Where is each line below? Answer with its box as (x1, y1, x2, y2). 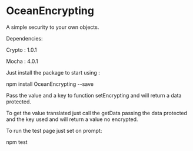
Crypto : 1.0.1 (6, 46, 37, 53)
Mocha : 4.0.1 (6, 58, 38, 65)
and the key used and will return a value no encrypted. (6, 116, 138, 123)
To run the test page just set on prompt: (6, 127, 102, 134)
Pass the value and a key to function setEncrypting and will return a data (6, 92, 182, 99)
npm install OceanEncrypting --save (6, 80, 94, 88)
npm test (6, 138, 28, 145)
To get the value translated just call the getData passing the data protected (6, 109, 187, 116)
